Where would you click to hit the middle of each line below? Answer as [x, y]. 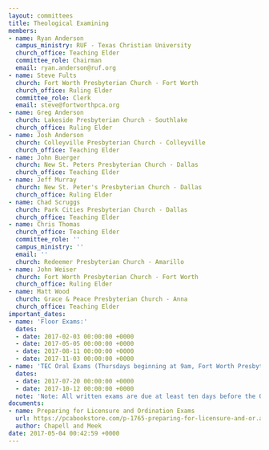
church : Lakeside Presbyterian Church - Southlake [102, 120]
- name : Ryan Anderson [46, 38]
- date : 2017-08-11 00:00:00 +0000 [75, 351]
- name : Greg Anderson [46, 113]
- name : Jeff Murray [43, 180]
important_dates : [37, 314]
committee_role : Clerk [53, 98]
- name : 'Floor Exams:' [48, 322]
